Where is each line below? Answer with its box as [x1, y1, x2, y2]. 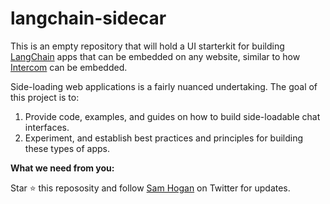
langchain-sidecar [10, 7, 167, 30]
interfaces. [24, 121, 70, 133]
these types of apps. [24, 142, 111, 154]
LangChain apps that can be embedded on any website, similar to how [10, 50, 301, 62]
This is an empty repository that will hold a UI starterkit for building [10, 40, 285, 52]
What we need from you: [10, 162, 115, 174]
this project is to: [10, 91, 80, 103]
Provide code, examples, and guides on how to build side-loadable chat [24, 110, 321, 122]
